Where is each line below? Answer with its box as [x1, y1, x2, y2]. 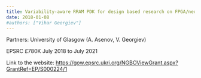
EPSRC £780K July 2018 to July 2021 [6, 48, 98, 55]
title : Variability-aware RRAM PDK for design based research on [6, 8, 172, 15]
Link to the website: [6, 59, 55, 66]
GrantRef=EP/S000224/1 [6, 65, 68, 73]
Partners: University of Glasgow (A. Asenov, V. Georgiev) [6, 36, 147, 43]
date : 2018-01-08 [6, 14, 50, 20]
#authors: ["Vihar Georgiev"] [6, 20, 82, 26]
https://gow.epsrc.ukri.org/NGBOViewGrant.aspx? [56, 59, 178, 66]
